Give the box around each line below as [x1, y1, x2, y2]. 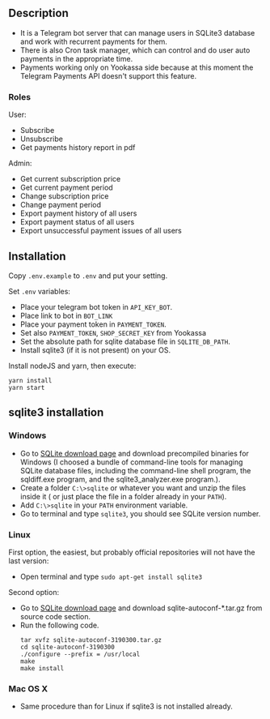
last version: [8, 555, 49, 566]
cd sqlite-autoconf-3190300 [19, 643, 115, 651]
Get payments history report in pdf [19, 143, 136, 152]
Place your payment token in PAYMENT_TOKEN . [19, 319, 167, 329]
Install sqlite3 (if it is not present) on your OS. [19, 345, 171, 355]
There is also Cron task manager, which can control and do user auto [19, 45, 251, 55]
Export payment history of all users [19, 208, 137, 218]
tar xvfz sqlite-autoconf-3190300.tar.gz [19, 636, 162, 644]
